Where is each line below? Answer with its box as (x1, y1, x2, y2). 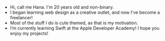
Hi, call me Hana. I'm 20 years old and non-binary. (10, 4, 114, 10)
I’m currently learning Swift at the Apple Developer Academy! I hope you (10, 25, 159, 31)
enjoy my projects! (10, 31, 49, 36)
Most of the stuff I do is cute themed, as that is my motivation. (10, 20, 138, 26)
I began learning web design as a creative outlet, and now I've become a (10, 9, 160, 15)
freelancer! (10, 15, 33, 20)
